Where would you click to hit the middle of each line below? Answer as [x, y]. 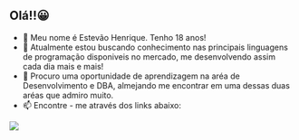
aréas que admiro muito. [68, 95]
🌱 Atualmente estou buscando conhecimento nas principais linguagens [155, 47]
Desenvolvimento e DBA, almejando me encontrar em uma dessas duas [156, 85]
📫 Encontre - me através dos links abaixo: [102, 105]
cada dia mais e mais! [63, 66]
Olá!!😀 [29, 16]
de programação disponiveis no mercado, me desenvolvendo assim [149, 56]
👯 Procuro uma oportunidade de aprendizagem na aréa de [131, 76]
